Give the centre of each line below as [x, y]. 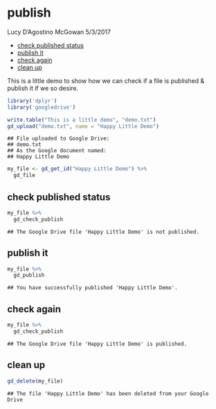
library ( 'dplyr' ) [32, 101]
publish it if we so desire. [43, 88]
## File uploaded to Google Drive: [58, 139]
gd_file [25, 175]
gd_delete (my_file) [35, 381]
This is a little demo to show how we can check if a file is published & [106, 80]
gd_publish [29, 275]
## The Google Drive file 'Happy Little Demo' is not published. [103, 232]
